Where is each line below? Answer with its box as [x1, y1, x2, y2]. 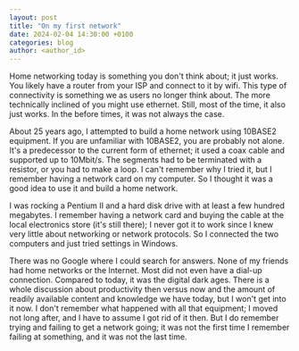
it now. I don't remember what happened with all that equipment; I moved [9, 303, 278, 313]
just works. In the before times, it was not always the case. [9, 109, 225, 120]
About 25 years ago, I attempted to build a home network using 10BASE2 [9, 126, 277, 137]
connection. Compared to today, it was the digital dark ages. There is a [9, 274, 270, 286]
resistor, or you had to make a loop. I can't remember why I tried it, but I [9, 164, 272, 175]
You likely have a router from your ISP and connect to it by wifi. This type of [9, 80, 287, 91]
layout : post [9, 13, 58, 22]
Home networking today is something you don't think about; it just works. [9, 71, 279, 81]
